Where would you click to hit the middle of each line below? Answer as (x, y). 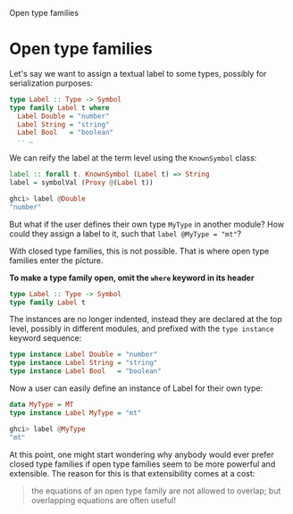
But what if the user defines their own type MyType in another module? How (146, 224)
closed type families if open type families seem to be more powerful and (142, 464)
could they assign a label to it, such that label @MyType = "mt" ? (126, 233)
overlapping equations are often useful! (104, 500)
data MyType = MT (42, 405)
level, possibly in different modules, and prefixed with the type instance (142, 328)
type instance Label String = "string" (84, 363)
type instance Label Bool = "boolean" (86, 371)
